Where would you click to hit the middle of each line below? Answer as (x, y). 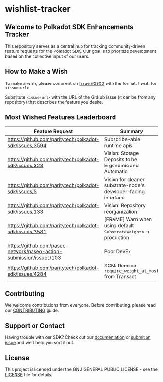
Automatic (116, 171)
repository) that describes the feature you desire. (54, 102)
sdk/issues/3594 (27, 145)
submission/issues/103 (34, 257)
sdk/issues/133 (25, 211)
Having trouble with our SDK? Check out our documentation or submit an (78, 337)
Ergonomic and (122, 165)
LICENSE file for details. (29, 375)
